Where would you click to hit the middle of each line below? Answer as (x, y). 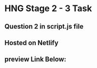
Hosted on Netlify (32, 42)
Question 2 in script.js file (44, 26)
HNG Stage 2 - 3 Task (48, 8)
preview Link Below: (35, 59)
